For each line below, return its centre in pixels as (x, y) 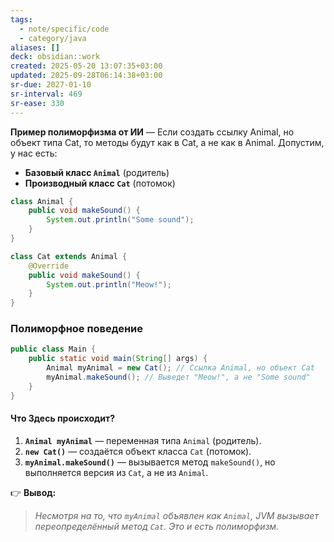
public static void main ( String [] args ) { (118, 359)
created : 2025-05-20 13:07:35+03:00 (86, 66)
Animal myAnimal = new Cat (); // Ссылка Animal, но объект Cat (180, 368)
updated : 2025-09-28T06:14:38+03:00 (86, 76)
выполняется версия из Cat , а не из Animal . (116, 472)
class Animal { (42, 201)
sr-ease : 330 (37, 103)
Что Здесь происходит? (63, 418)
